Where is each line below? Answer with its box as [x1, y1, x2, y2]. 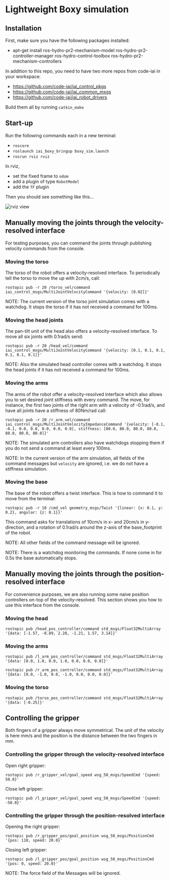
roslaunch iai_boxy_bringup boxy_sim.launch [12, 149, 109, 154]
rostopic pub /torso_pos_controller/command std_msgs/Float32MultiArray [5, 695, 163, 700]
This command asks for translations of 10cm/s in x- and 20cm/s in [5, 519, 144, 525]
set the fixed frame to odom [12, 173, 69, 179]
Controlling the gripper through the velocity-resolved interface [5, 751, 164, 758]
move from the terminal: [5, 495, 56, 501]
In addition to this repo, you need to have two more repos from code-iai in [5, 68, 161, 74]
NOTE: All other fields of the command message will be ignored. [5, 540, 140, 546]
